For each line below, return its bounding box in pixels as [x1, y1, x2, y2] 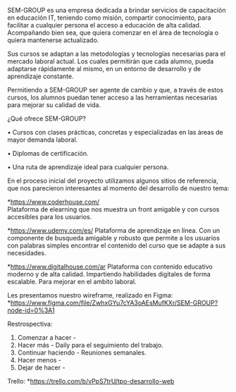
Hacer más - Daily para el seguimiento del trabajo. [17, 341, 163, 349]
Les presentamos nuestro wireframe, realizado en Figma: [7, 291, 173, 299]
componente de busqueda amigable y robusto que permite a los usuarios [7, 234, 221, 242]
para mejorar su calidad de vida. [7, 101, 101, 109]
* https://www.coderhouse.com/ [7, 197, 100, 206]
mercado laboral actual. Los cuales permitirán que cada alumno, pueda [7, 57, 214, 66]
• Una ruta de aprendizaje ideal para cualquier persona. [7, 163, 169, 171]
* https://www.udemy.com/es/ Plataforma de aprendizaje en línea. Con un [7, 226, 221, 235]
